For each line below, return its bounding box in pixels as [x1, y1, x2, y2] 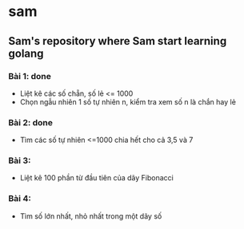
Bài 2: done [8, 116, 54, 128]
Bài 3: [8, 155, 31, 166]
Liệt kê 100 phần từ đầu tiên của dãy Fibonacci [19, 173, 174, 183]
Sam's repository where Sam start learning [8, 34, 227, 48]
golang [8, 46, 44, 60]
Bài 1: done [8, 70, 52, 81]
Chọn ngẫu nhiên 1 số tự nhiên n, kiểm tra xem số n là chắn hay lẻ [19, 97, 236, 106]
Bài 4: [8, 193, 32, 204]
